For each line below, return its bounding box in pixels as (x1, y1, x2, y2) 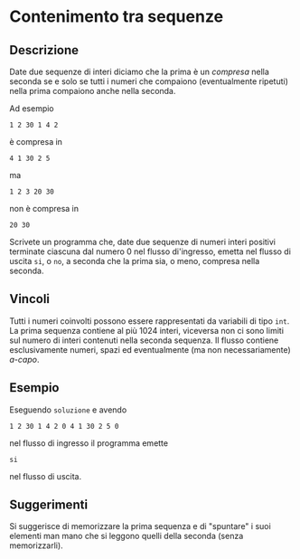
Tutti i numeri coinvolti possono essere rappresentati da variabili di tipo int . (9, 315, 290, 327)
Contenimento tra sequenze (9, 6, 224, 27)
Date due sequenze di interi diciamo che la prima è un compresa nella (9, 66, 269, 77)
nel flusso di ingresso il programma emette (9, 437, 169, 449)
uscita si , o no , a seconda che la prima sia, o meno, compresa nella (9, 256, 260, 266)
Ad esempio (9, 103, 54, 114)
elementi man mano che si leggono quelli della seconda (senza (9, 531, 244, 542)
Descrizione (9, 43, 80, 58)
